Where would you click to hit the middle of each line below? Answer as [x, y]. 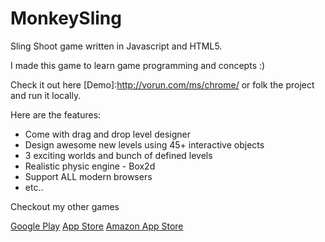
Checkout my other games [65, 206]
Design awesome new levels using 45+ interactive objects [144, 144]
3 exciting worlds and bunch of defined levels [118, 155]
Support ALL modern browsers [88, 176]
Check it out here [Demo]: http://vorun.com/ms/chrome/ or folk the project [162, 84]
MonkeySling [66, 18]
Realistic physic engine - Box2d [90, 166]
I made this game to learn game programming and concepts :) [138, 65]
